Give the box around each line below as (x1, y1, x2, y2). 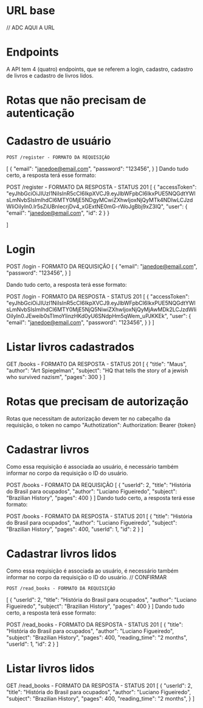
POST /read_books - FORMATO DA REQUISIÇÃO (6, 585, 115, 591)
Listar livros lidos (6, 662, 95, 675)
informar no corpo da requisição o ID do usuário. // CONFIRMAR (6, 573, 167, 580)
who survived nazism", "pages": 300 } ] (6, 373, 105, 380)
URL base (6, 4, 55, 18)
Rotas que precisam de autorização (6, 395, 189, 409)
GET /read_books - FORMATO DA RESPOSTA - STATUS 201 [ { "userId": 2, (6, 682, 193, 689)
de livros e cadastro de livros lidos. (6, 71, 94, 79)
